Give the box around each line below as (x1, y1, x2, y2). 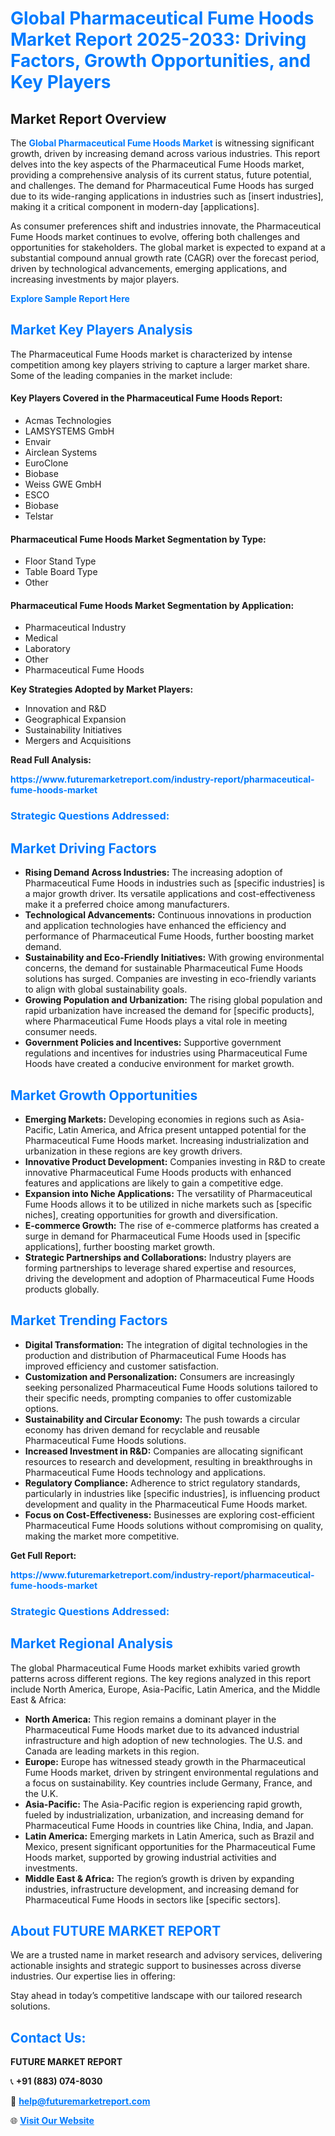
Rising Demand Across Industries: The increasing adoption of (24, 867, 283, 879)
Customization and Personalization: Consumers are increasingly (24, 1370, 295, 1382)
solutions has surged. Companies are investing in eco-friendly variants (24, 973, 317, 985)
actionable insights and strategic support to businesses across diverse (10, 1960, 302, 1972)
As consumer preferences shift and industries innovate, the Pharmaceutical (10, 220, 322, 232)
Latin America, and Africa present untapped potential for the (58, 1123, 307, 1136)
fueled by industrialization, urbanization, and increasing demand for (24, 1808, 305, 1821)
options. (24, 1402, 59, 1414)
